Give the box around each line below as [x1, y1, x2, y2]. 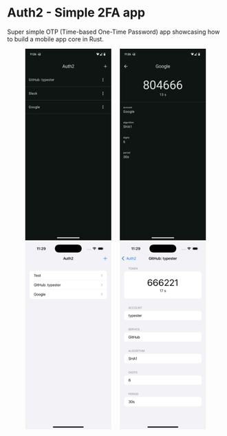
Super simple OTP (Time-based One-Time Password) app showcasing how [7, 28, 220, 36]
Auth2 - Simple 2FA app [7, 5, 146, 21]
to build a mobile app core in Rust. [7, 34, 105, 43]
